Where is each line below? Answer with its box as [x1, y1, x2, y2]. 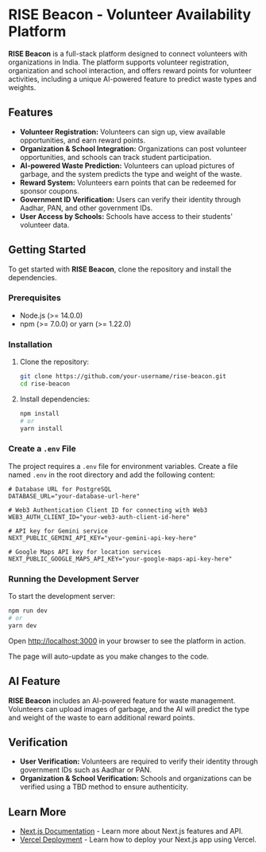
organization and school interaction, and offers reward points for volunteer [8, 65, 252, 75]
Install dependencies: [19, 394, 91, 404]
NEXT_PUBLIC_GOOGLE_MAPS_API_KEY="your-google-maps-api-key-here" [8, 555, 233, 563]
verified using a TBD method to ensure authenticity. [19, 782, 189, 791]
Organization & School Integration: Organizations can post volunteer [19, 143, 247, 153]
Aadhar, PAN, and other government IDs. [19, 203, 153, 213]
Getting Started [8, 243, 87, 256]
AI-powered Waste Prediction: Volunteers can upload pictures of [19, 161, 235, 170]
